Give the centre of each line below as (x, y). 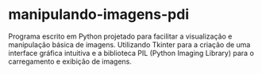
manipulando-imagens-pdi (98, 15)
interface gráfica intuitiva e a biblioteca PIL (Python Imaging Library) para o (131, 53)
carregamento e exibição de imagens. (70, 61)
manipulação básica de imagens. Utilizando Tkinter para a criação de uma (129, 44)
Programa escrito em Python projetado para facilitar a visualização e (120, 36)
